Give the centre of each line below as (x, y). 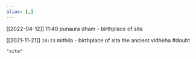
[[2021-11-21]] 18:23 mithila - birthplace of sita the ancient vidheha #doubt (98, 40)
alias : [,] (20, 12)
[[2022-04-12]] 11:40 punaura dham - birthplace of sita (74, 29)
